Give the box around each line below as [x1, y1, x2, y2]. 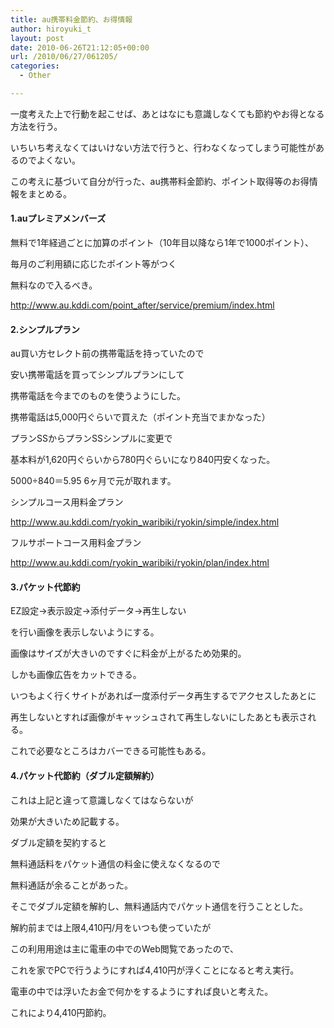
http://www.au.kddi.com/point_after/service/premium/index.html [10, 299, 275, 311]
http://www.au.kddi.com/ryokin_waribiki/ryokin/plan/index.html [10, 557, 270, 569]
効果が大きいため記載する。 [10, 815, 125, 827]
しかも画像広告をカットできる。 [10, 669, 142, 681]
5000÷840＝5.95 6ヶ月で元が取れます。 [10, 475, 177, 487]
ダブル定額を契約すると [10, 836, 107, 848]
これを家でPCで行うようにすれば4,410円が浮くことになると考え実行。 [10, 964, 300, 976]
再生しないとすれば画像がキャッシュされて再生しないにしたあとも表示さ [10, 711, 308, 723]
